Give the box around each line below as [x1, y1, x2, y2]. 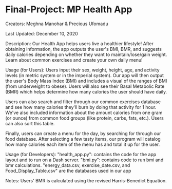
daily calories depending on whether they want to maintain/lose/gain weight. [5, 51, 167, 58]
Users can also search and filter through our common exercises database [5, 99, 161, 105]
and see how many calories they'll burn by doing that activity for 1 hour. [5, 104, 157, 110]
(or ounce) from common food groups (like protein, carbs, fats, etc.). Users [5, 115, 164, 121]
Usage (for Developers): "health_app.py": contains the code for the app [5, 151, 157, 157]
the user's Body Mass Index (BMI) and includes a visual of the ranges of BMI [5, 78, 167, 84]
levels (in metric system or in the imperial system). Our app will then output [5, 72, 164, 78]
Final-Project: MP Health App [5, 4, 132, 15]
